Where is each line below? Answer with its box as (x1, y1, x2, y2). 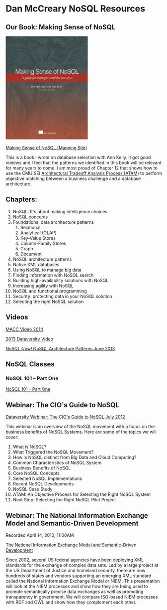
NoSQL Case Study (12, 486, 53, 492)
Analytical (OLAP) (20, 230, 57, 236)
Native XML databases (12, 261, 60, 267)
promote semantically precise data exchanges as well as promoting (5, 589, 144, 595)
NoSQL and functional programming (12, 288, 87, 294)
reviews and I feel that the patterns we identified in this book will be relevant (5, 160, 162, 165)
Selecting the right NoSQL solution (12, 299, 84, 305)
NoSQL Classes (5, 360, 55, 369)
